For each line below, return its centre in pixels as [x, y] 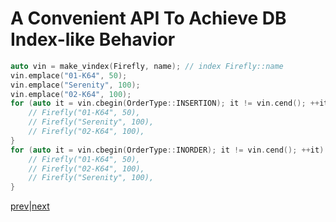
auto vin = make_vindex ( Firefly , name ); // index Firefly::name [147, 66]
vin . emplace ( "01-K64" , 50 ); [69, 75]
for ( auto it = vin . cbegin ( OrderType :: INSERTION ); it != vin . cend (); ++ [165, 103]
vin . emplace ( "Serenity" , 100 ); [75, 85]
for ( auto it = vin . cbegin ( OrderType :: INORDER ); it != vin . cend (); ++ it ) [167, 150]
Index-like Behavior [93, 39]
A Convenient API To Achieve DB [148, 18]
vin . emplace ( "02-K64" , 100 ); [71, 94]
